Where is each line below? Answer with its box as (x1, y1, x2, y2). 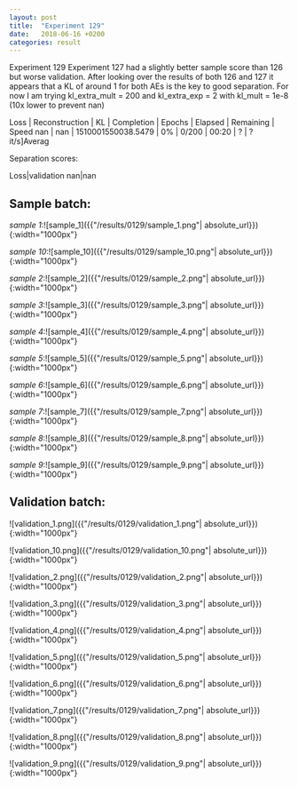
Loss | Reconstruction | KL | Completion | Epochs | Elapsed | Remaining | (9, 117, 275, 128)
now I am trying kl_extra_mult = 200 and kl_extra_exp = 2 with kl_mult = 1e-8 (9, 91, 289, 101)
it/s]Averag (9, 136, 50, 147)
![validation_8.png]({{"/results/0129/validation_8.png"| (9, 731, 207, 742)
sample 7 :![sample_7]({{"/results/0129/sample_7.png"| (9, 406, 207, 417)
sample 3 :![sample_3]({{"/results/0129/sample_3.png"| (9, 299, 208, 311)
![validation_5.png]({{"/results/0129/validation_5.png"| (9, 651, 206, 662)
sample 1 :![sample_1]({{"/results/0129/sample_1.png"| (9, 219, 202, 231)
